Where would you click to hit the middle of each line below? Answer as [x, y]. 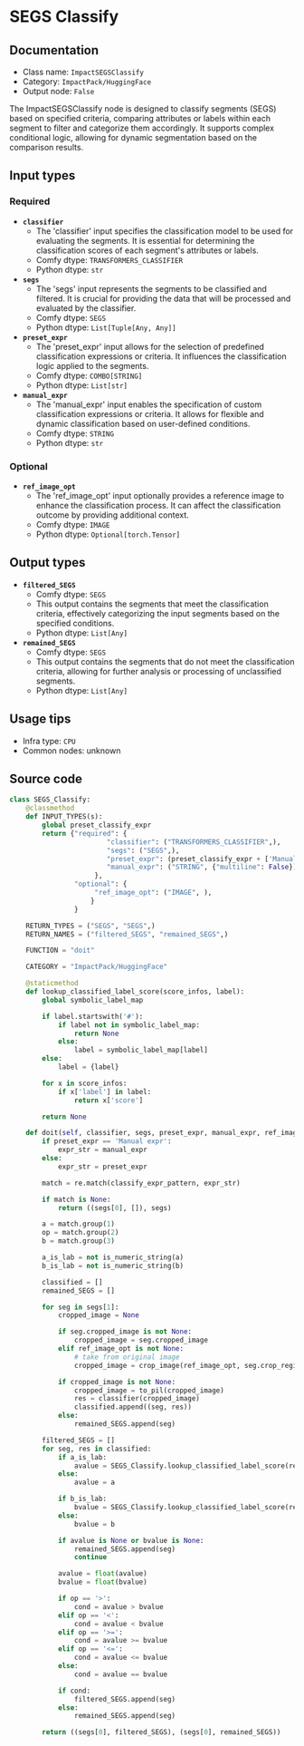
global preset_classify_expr [97, 825]
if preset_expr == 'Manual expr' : [107, 1141]
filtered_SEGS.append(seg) [125, 1699]
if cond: [74, 1691]
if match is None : [76, 1199]
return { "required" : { [85, 833]
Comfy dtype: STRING [75, 433]
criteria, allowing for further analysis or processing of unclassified [159, 671]
